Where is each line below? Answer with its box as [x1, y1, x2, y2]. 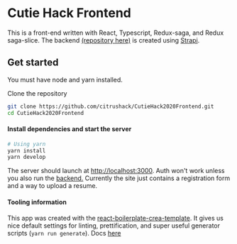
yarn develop [7, 154, 46, 161]
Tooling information [7, 197, 67, 206]
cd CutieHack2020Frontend [7, 109, 84, 116]
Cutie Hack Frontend [7, 5, 131, 21]
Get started [7, 57, 59, 69]
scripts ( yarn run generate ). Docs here [7, 228, 121, 237]
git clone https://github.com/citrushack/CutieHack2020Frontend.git [7, 103, 214, 110]
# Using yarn [7, 140, 46, 148]
